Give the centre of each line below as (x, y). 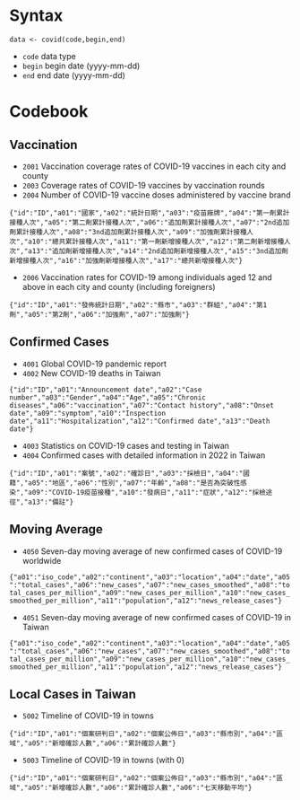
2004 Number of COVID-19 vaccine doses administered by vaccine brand (156, 195)
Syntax (36, 16)
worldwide (42, 560)
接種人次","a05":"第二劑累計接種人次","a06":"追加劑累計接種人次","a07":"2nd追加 (150, 222)
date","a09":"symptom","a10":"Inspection (88, 413)
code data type (49, 56)
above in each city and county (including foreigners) (119, 286)
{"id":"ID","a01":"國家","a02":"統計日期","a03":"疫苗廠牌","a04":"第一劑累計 (150, 213)
